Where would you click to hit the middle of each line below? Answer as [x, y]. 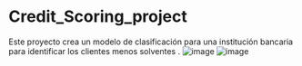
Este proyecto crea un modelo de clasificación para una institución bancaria [151, 42]
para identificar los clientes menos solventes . [95, 51]
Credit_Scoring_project [98, 17]
